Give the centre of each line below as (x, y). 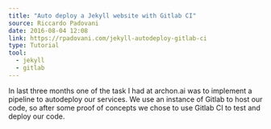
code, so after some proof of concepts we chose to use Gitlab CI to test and (134, 107)
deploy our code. (37, 116)
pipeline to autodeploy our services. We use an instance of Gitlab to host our (135, 99)
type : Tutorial (34, 46)
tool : (17, 53)
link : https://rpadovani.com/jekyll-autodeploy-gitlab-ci (108, 38)
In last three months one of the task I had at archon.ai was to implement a (130, 91)
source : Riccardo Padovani (54, 23)
